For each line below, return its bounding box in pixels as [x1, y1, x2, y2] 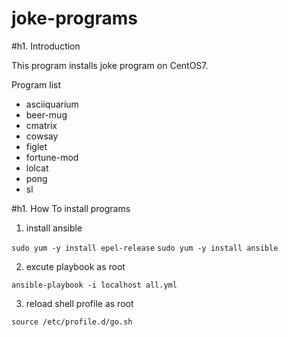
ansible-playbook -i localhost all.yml [11, 280, 178, 290]
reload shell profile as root [25, 297, 134, 309]
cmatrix [25, 119, 58, 131]
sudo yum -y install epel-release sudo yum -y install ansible [11, 243, 279, 253]
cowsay [25, 130, 59, 142]
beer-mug [25, 108, 68, 121]
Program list [11, 78, 62, 91]
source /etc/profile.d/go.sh [11, 317, 133, 327]
